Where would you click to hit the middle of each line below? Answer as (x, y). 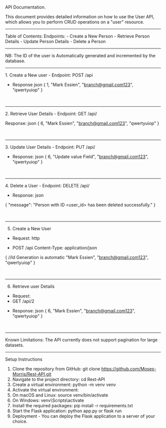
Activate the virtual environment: (45, 390)
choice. (20, 421)
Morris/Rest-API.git (32, 374)
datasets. (15, 345)
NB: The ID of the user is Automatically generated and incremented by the (80, 56)
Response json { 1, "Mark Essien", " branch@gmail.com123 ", (73, 85)
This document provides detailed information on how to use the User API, (80, 17)
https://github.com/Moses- (129, 369)
